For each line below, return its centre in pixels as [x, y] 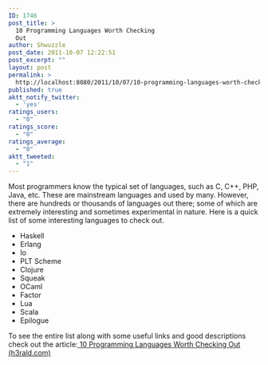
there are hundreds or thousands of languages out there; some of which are [133, 203]
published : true [35, 90]
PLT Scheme [41, 261]
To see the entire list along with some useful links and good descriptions [127, 336]
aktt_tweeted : [32, 156]
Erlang [30, 245]
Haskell [32, 236]
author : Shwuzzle [37, 45]
